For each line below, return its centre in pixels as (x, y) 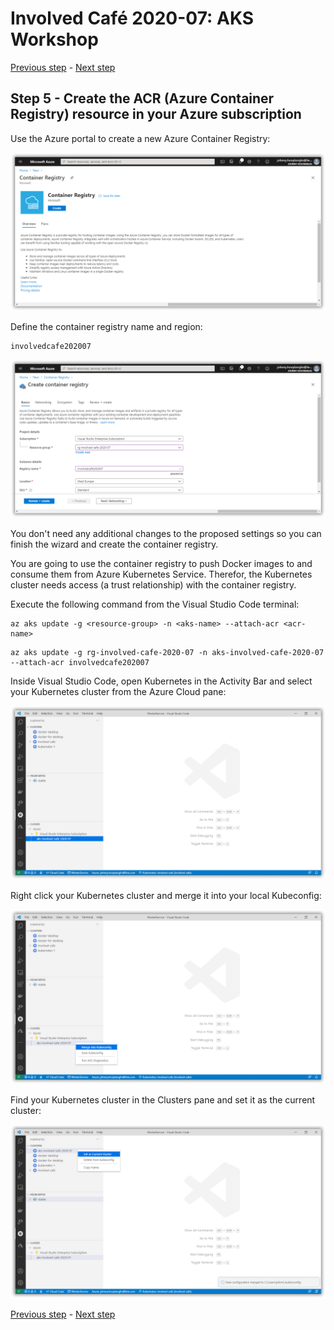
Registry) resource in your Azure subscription (156, 114)
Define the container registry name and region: (106, 326)
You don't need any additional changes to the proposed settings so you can (166, 533)
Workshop (54, 39)
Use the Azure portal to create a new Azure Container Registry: (140, 138)
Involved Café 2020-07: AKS (132, 18)
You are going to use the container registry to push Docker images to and (161, 563)
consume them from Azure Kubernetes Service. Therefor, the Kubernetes (161, 574)
